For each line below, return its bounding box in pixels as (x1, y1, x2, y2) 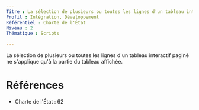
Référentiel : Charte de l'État (6, 19, 86, 25)
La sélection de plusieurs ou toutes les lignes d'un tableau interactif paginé (6, 52, 190, 59)
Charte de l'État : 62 (14, 98, 64, 105)
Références (6, 79, 64, 92)
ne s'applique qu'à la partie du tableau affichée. (6, 58, 123, 65)
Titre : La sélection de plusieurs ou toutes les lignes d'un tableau (6, 8, 184, 15)
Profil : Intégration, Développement (6, 14, 99, 20)
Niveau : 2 (6, 25, 33, 31)
